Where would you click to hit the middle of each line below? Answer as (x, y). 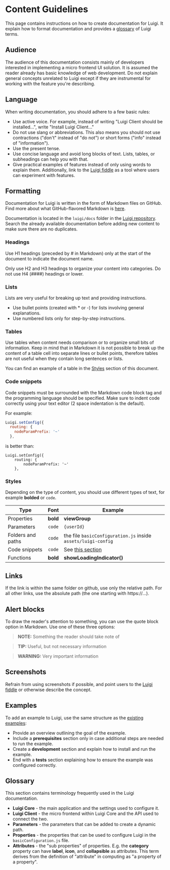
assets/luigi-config (89, 541)
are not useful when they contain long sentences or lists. (64, 359)
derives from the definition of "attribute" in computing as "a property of (87, 857)
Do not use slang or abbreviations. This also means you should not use (86, 132)
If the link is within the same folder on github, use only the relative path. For (84, 588)
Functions (19, 558)
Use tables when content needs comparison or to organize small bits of (80, 343)
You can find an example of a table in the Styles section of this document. (82, 369)
